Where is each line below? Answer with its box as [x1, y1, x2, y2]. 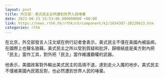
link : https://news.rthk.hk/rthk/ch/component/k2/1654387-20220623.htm [5, 20, 154, 26]
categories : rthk [5, 25, 41, 30]
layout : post [5, 7, 32, 12]
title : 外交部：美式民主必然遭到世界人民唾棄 [5, 12, 86, 17]
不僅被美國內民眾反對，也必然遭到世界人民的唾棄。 [5, 68, 108, 74]
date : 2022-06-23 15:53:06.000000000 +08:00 [5, 16, 97, 21]
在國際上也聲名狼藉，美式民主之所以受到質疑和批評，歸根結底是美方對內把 [5, 45, 155, 51]
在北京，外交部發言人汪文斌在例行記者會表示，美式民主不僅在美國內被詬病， [5, 39, 159, 45]
